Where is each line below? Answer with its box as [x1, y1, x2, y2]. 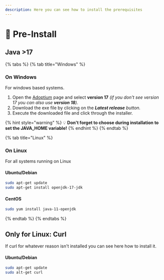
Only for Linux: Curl [5, 230, 67, 239]
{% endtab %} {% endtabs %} [5, 216, 67, 222]
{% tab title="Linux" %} [5, 134, 53, 141]
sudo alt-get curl [5, 270, 43, 275]
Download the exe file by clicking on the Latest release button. [12, 105, 141, 111]
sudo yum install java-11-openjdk [5, 207, 77, 212]
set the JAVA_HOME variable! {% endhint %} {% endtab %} [5, 125, 128, 131]
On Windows [5, 74, 37, 80]
